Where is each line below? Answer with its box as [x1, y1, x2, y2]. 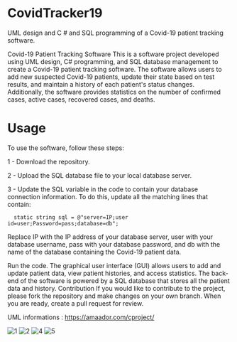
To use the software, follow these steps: [7, 144, 124, 152]
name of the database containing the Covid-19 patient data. [7, 247, 182, 256]
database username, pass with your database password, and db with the [7, 240, 221, 248]
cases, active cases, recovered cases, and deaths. [7, 95, 155, 104]
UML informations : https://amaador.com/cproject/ [7, 313, 155, 321]
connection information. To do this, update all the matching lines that [7, 192, 208, 201]
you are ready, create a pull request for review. [7, 299, 144, 307]
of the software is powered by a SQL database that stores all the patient [20, 276, 231, 285]
